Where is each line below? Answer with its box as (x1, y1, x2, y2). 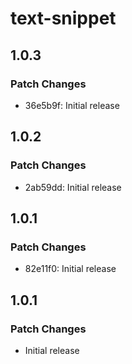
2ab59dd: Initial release (24, 181, 122, 193)
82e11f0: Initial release (24, 263, 117, 275)
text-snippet (10, 7, 117, 30)
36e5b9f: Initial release (24, 99, 120, 111)
